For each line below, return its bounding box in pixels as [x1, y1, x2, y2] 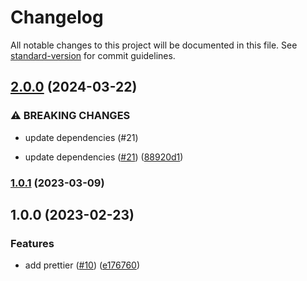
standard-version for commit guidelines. [10, 49, 176, 61]
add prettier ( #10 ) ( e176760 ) [24, 259, 141, 271]
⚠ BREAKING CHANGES [10, 109, 131, 123]
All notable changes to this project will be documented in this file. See [10, 39, 298, 51]
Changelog [10, 6, 104, 29]
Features [10, 236, 55, 250]
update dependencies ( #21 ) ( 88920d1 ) [24, 151, 184, 163]
